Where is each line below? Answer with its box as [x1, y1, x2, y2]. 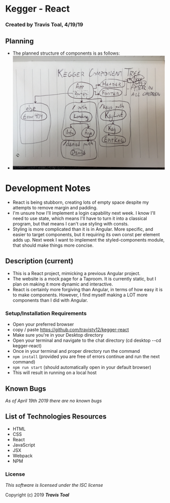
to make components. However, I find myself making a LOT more [12, 292, 148, 298]
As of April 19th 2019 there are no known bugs [5, 397, 102, 403]
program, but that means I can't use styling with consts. [12, 221, 129, 226]
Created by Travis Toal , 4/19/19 [5, 21, 83, 28]
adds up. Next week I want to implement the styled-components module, [12, 237, 165, 243]
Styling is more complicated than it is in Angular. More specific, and [12, 226, 153, 232]
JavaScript [12, 442, 35, 448]
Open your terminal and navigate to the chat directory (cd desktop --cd [12, 337, 161, 344]
